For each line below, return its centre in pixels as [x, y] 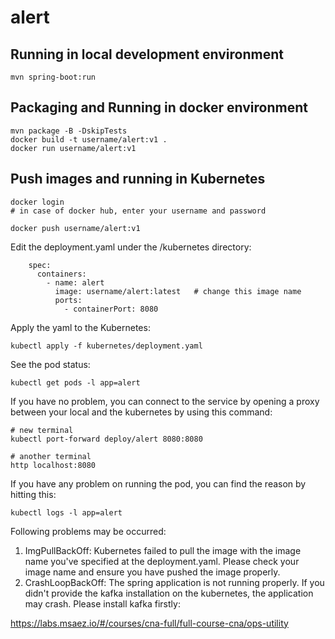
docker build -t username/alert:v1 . [89, 139]
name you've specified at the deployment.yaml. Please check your [162, 561]
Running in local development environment [147, 54]
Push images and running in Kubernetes [138, 179]
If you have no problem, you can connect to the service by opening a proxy [165, 401]
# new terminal [42, 430]
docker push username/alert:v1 [75, 228]
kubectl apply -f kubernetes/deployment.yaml [106, 346]
